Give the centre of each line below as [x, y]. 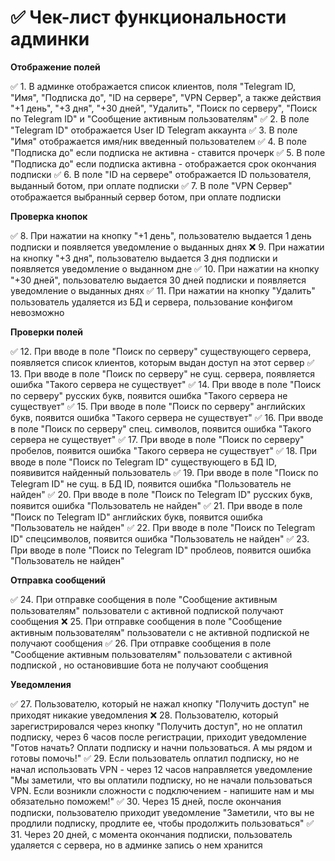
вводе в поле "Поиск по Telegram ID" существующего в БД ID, [143, 462]
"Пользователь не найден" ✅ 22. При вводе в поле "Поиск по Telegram [163, 527]
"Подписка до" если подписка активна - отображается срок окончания [163, 163]
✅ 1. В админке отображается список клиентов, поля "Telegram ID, [153, 86]
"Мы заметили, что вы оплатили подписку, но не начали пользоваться [161, 780]
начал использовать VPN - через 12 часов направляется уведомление [161, 769]
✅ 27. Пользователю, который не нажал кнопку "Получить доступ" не [160, 703]
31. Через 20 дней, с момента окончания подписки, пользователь [151, 834]
